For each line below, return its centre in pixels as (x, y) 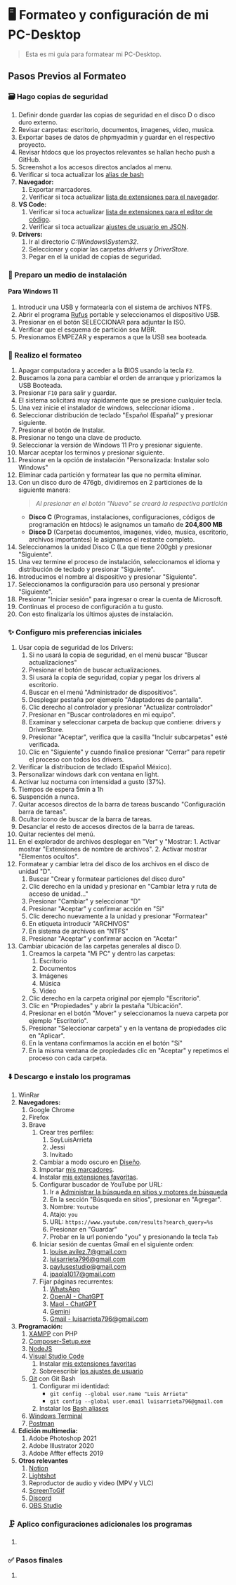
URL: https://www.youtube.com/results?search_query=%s (131, 1222)
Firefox (39, 1117)
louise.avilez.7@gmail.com (88, 1251)
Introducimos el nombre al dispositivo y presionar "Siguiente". (107, 577)
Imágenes (53, 976)
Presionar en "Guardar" (84, 1229)
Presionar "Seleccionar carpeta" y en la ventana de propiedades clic (127, 1029)
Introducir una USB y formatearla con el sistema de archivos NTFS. (115, 307)
